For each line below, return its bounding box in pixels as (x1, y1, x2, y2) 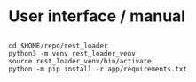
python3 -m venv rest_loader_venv (8, 48, 137, 58)
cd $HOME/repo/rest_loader (8, 41, 108, 50)
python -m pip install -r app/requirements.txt (8, 64, 188, 73)
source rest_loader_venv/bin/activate (8, 56, 152, 65)
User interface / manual (8, 6, 186, 26)
